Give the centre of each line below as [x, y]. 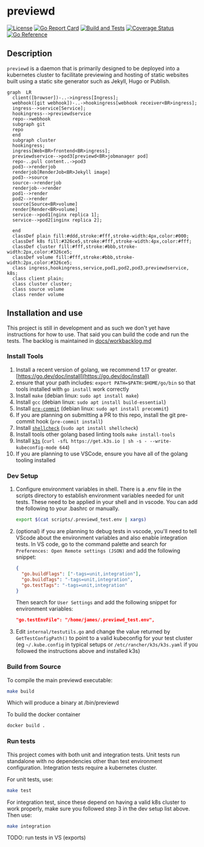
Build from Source [34, 667]
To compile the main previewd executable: [60, 680]
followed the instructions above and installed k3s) [78, 651]
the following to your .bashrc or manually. [68, 508]
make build [21, 691]
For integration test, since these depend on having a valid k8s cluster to [97, 802]
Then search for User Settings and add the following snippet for [96, 603]
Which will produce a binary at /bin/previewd [63, 703]
